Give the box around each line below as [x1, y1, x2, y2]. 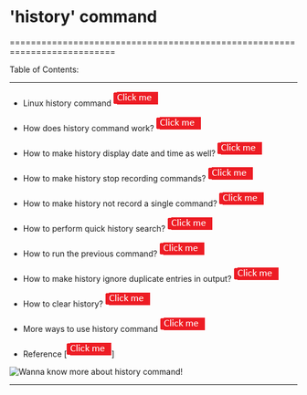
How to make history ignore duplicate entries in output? [22, 273, 232, 284]
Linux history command [22, 98, 112, 109]
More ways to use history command [22, 323, 158, 334]
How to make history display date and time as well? [22, 148, 217, 159]
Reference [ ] [22, 348, 115, 359]
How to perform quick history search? [22, 223, 166, 234]
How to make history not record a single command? [22, 198, 217, 209]
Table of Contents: [9, 64, 79, 75]
